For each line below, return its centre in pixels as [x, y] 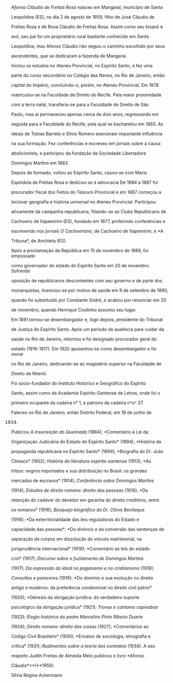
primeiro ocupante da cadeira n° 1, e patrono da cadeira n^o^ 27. [77, 403]
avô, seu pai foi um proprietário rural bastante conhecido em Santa [80, 36]
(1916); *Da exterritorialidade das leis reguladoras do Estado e [75, 520]
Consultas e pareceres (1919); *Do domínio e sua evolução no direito [82, 578]
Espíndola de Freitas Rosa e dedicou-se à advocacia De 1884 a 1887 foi [85, 182]
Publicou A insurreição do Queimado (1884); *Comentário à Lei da [80, 432]
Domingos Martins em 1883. [40, 163]
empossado [23, 256]
